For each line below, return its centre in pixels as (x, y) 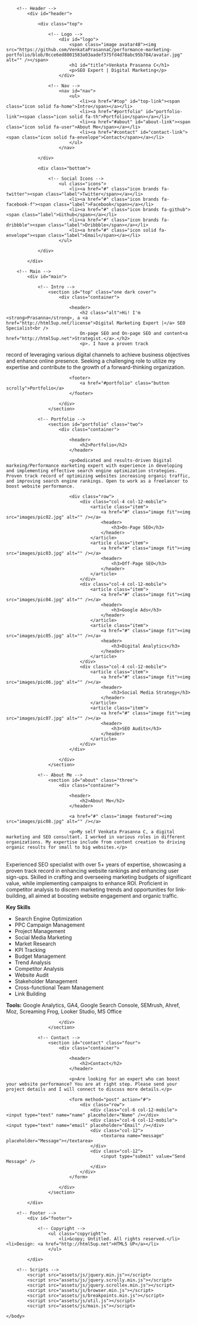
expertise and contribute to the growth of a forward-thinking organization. (96, 367)
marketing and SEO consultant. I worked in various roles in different (96, 837)
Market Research (35, 944)
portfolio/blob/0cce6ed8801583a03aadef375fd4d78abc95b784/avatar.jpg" (94, 55)
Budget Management (40, 956)
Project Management (40, 931)
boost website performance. (41, 486)
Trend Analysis (33, 963)
